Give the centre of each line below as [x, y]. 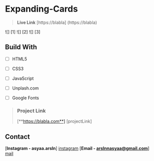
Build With [21, 47]
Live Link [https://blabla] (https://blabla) [57, 22]
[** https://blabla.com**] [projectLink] [54, 121]
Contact [17, 136]
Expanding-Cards [42, 9]
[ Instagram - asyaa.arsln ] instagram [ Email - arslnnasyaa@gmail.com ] [77, 148]
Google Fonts [26, 98]
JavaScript [23, 78]
